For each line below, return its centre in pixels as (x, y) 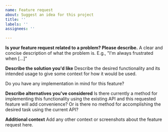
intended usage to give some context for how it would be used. (71, 74)
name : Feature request (29, 10)
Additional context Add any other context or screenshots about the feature (84, 119)
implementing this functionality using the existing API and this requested (80, 99)
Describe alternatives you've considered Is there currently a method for (81, 93)
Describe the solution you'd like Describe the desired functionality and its (83, 69)
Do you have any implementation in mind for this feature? (65, 84)
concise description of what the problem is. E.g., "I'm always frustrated (79, 53)
